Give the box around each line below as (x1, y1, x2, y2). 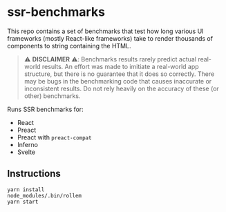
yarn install (7, 186, 45, 193)
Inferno (17, 140, 38, 148)
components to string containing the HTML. (7, 41, 131, 50)
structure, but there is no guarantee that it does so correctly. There (23, 70, 215, 78)
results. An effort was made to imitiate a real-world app (41, 62, 199, 70)
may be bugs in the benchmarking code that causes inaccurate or (23, 77, 212, 85)
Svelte (17, 148, 36, 156)
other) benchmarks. (23, 91, 81, 100)
